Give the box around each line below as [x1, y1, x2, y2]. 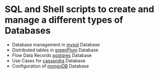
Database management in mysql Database [12, 41, 100, 47]
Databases [5, 25, 51, 36]
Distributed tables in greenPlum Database [12, 47, 99, 53]
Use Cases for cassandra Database [12, 57, 86, 63]
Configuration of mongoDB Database [12, 63, 89, 69]
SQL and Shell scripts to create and [5, 4, 154, 15]
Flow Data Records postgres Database [12, 52, 92, 58]
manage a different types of [5, 14, 124, 26]
